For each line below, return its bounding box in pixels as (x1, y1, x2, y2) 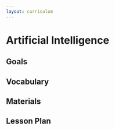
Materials (6, 96, 41, 106)
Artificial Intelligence (6, 33, 109, 47)
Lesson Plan (6, 116, 51, 126)
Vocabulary (6, 76, 49, 86)
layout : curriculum (6, 8, 53, 15)
